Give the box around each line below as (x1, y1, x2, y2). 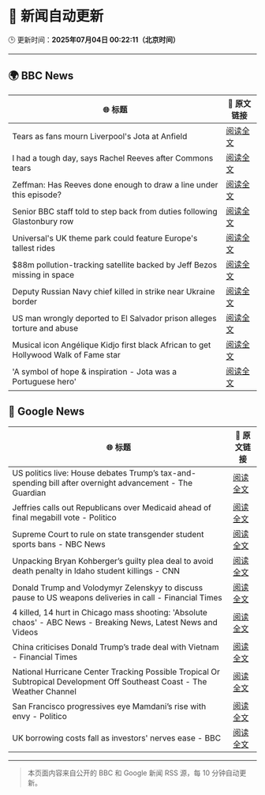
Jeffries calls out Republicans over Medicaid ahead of (12, 502, 211, 513)
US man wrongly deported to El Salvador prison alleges (12, 312, 217, 324)
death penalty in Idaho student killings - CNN (12, 565, 180, 576)
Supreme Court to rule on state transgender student (12, 528, 204, 539)
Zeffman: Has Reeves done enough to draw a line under (12, 179, 218, 190)
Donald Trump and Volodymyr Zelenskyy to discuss (12, 582, 203, 593)
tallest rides (12, 242, 55, 253)
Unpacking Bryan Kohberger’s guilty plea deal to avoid (12, 555, 214, 566)
